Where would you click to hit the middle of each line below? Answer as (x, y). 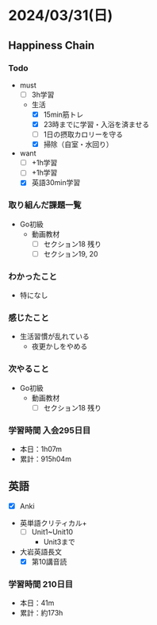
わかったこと (33, 276)
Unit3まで (59, 542)
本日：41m (37, 603)
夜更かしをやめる (59, 346)
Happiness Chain (52, 45)
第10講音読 (49, 561)
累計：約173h (41, 613)
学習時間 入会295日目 (50, 430)
